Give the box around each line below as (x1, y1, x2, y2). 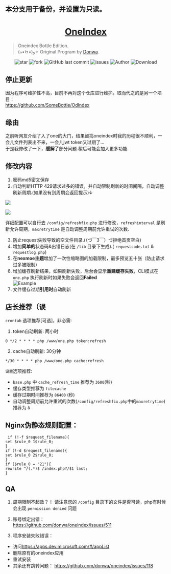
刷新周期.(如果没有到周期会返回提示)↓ (12, 189, 93, 195)
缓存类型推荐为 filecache (12, 385, 66, 391)
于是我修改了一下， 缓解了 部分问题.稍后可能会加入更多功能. (5, 145, 129, 151)
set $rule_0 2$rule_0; (5, 453, 54, 458)
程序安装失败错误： (12, 532, 54, 539)
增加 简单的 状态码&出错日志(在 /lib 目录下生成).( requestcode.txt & (12, 243, 154, 249)
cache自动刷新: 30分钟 (12, 348, 61, 354)
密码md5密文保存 (12, 176, 50, 183)
